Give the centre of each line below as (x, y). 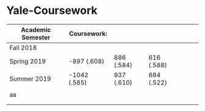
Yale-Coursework (52, 11)
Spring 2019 (28, 61)
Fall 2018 (23, 47)
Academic (36, 30)
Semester (36, 37)
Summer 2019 (30, 78)
